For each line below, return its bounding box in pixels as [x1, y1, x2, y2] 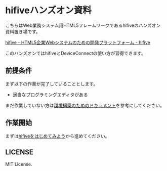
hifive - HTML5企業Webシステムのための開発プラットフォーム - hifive [5, 39, 150, 46]
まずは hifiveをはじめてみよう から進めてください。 [5, 133, 110, 139]
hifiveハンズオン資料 [5, 5, 92, 16]
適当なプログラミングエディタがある [12, 92, 88, 98]
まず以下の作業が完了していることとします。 [5, 80, 98, 87]
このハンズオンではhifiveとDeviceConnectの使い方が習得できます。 [5, 50, 146, 56]
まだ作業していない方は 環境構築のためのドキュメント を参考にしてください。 [5, 102, 164, 108]
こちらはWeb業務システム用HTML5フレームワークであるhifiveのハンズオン [5, 22, 161, 28]
